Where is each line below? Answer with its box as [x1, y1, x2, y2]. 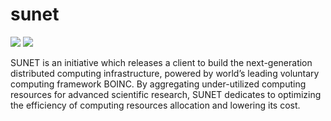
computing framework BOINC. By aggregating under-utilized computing [10, 78, 307, 90]
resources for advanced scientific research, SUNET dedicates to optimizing [10, 88, 322, 100]
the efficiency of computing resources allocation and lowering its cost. [10, 99, 301, 111]
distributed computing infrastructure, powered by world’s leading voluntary [10, 67, 320, 79]
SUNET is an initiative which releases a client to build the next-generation [10, 56, 313, 68]
